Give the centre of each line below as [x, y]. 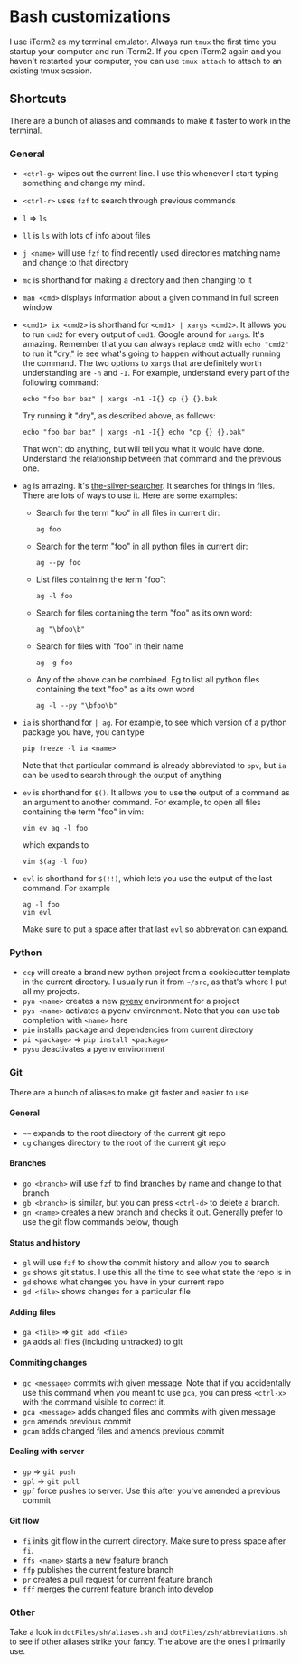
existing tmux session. [51, 71]
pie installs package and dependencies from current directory [138, 1030]
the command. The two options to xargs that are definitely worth [142, 363]
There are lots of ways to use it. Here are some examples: [130, 495]
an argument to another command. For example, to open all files [142, 803]
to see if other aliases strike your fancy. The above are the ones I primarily [147, 1641]
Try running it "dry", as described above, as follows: [119, 416]
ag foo [48, 530]
